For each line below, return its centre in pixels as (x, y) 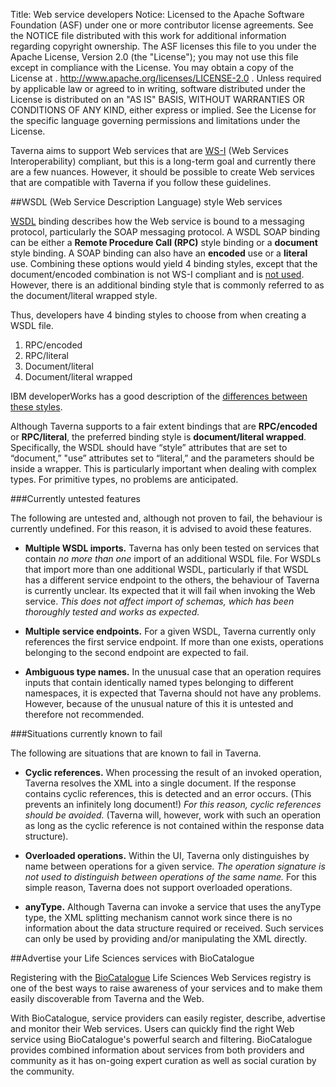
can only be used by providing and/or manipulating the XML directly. (166, 938)
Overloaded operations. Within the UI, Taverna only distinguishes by (167, 855)
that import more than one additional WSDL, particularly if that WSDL (166, 569)
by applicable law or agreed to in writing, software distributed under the (158, 88)
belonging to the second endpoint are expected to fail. (136, 652)
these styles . (36, 407)
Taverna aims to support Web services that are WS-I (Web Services (149, 150)
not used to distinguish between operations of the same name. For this (170, 877)
